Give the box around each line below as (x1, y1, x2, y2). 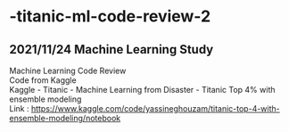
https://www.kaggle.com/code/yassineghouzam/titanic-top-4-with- (30, 103, 281, 113)
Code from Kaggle (9, 75, 78, 86)
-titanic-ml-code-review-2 (9, 6, 211, 27)
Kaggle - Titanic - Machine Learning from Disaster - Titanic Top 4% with (9, 85, 276, 95)
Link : (9, 103, 29, 113)
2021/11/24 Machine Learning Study (9, 42, 214, 57)
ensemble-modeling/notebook (9, 113, 121, 123)
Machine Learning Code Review (9, 65, 127, 76)
